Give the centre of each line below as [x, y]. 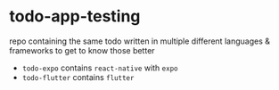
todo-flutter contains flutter [78, 77]
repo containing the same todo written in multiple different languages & [139, 41]
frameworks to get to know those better [82, 50]
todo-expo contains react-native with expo [100, 68]
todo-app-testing [75, 16]
